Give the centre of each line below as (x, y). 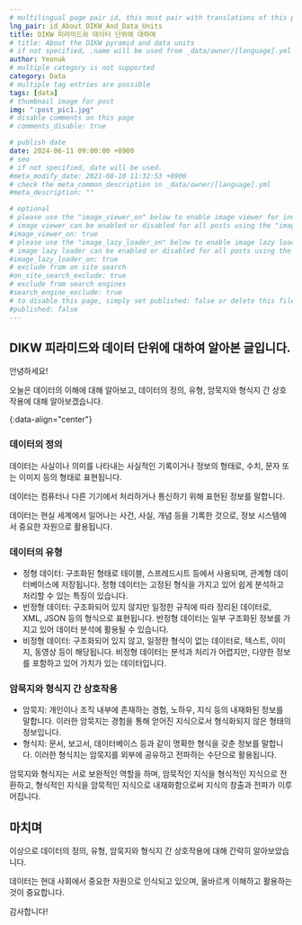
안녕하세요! (29, 371)
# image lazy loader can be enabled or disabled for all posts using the (151, 251)
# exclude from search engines (68, 284)
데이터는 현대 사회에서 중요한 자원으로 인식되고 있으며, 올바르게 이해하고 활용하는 (151, 881)
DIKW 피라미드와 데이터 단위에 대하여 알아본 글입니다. (150, 347)
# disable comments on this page (72, 118)
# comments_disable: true (58, 127)
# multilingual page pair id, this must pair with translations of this (148, 18)
